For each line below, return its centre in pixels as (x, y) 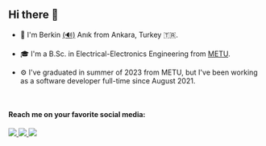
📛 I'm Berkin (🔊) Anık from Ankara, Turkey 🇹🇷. (99, 34)
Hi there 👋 (33, 15)
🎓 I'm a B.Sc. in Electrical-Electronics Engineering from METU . (125, 54)
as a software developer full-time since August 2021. (108, 80)
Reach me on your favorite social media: (77, 115)
